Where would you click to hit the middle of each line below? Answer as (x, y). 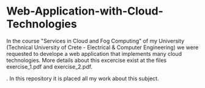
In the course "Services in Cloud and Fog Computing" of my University (95, 41)
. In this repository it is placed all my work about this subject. (83, 78)
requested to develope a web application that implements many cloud (94, 53)
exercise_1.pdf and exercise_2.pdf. (50, 66)
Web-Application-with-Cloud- (85, 11)
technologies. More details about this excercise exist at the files (87, 60)
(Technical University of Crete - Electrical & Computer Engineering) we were (102, 47)
